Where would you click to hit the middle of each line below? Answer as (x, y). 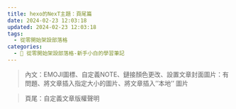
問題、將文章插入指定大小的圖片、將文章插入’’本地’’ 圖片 (107, 83)
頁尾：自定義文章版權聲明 (62, 98)
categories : (25, 47)
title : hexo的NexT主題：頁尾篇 (50, 14)
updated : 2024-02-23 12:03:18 (52, 27)
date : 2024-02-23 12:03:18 (47, 21)
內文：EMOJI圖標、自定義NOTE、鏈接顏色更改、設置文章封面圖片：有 (127, 74)
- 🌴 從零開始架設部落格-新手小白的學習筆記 (69, 54)
